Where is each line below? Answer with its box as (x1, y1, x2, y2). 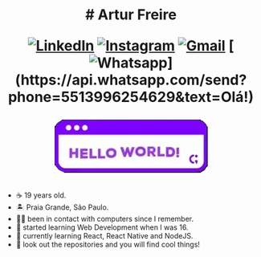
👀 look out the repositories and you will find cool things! (15, 239, 201, 250)
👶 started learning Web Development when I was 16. (15, 222, 189, 232)
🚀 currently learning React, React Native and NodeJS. (15, 231, 194, 241)
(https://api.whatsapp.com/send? (14, 71, 247, 89)
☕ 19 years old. (15, 190, 67, 200)
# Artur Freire (85, 6, 177, 24)
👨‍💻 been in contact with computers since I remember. (15, 214, 194, 224)
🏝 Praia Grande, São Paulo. (15, 202, 109, 212)
